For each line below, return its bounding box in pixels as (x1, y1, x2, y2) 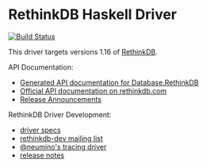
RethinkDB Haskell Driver (8, 6, 177, 24)
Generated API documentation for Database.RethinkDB (19, 78, 199, 87)
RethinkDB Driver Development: (8, 109, 112, 120)
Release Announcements (19, 94, 102, 104)
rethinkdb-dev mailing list (19, 133, 103, 143)
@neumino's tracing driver (19, 142, 107, 151)
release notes (19, 150, 65, 160)
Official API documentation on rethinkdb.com (19, 85, 167, 96)
